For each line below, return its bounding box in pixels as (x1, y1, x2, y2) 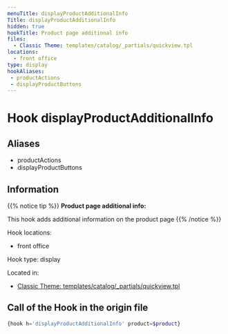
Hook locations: (7, 228, 52, 237)
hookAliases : (7, 68, 45, 75)
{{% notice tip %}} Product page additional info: (7, 202, 146, 210)
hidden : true (7, 23, 45, 30)
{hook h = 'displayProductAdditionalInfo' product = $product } (7, 320, 181, 327)
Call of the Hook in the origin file (7, 302, 149, 314)
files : (7, 36, 26, 43)
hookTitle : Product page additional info (7, 29, 129, 37)
